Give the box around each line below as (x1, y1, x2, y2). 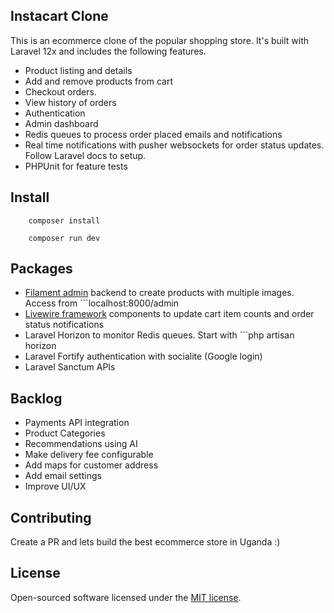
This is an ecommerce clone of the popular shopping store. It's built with (10, 34, 310, 46)
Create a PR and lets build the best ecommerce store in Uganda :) (10, 536, 281, 548)
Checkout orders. (24, 85, 97, 98)
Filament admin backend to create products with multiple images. (24, 287, 295, 299)
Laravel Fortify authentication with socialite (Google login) (24, 350, 263, 363)
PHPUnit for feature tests (24, 160, 128, 172)
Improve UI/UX (24, 480, 87, 493)
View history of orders (24, 96, 117, 108)
